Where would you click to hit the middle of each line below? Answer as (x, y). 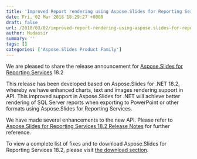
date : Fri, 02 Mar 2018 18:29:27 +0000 (55, 17)
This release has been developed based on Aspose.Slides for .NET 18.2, (93, 84)
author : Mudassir (27, 33)
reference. (18, 132)
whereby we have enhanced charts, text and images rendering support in (95, 90)
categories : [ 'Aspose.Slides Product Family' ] (64, 50)
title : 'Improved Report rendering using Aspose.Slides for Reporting (94, 11)
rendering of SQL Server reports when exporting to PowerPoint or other (93, 102)
